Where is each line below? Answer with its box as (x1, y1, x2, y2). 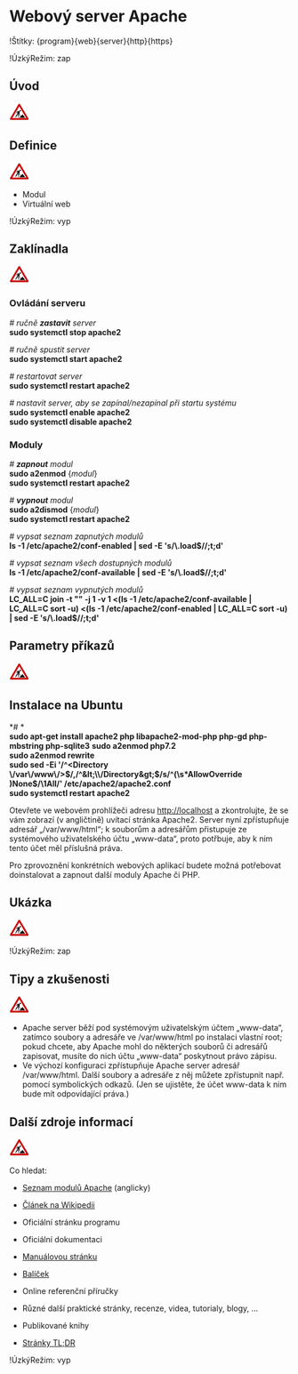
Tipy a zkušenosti (9, 971, 109, 986)
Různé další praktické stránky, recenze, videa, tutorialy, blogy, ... (21, 1303, 259, 1314)
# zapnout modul (9, 458, 74, 469)
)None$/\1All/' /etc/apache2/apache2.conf (9, 778, 172, 789)
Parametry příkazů (9, 639, 115, 654)
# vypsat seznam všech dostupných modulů (9, 558, 173, 568)
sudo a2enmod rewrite (9, 750, 95, 760)
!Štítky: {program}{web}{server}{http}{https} (9, 36, 173, 46)
